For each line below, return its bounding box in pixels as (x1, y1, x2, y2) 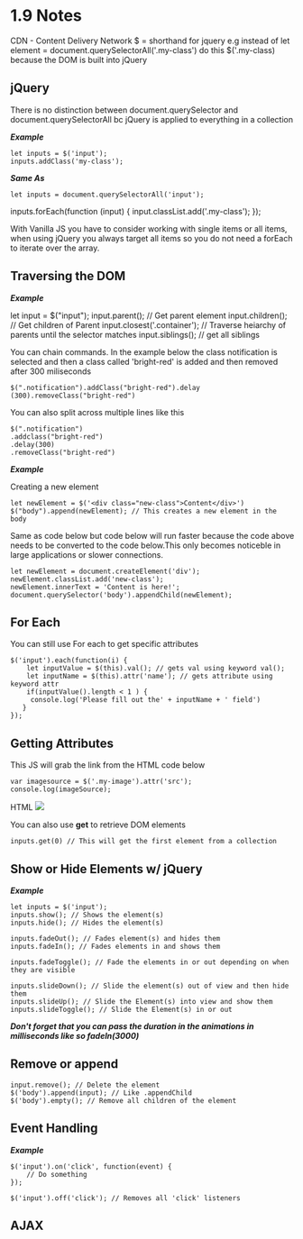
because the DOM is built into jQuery (10, 54, 148, 65)
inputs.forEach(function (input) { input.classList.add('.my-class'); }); (10, 205, 262, 216)
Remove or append (10, 1056, 119, 1072)
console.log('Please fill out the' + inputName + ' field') (30, 696, 261, 705)
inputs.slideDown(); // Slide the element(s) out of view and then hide (10, 981, 289, 990)
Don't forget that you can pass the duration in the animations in (10, 1021, 254, 1032)
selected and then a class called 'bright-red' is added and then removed (10, 356, 279, 367)
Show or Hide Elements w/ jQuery (10, 861, 203, 877)
